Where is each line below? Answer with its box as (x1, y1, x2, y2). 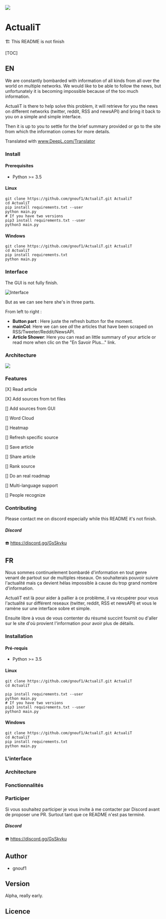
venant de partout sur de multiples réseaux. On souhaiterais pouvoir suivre (5, 575, 158, 581)
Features (5, 375, 27, 382)
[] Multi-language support (5, 482, 58, 489)
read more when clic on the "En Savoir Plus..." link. (12, 339, 116, 345)
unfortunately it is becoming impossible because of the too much (5, 88, 139, 94)
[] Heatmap (5, 425, 28, 431)
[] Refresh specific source (5, 435, 59, 441)
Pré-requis (5, 645, 28, 651)
